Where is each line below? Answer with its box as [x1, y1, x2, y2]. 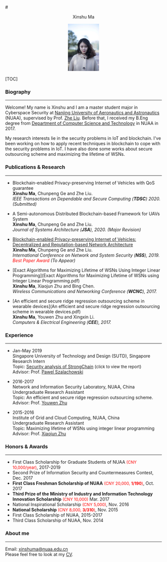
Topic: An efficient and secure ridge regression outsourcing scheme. [12, 394, 153, 400]
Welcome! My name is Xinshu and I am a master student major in [5, 104, 138, 110]
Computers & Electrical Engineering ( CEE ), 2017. [12, 319, 112, 325]
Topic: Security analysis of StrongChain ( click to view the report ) [12, 364, 142, 369]
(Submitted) [12, 201, 37, 207]
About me [5, 530, 30, 537]
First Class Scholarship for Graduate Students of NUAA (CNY [12, 459, 137, 465]
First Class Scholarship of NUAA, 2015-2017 [12, 512, 103, 518]
